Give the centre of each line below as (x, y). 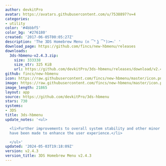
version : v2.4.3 (22, 151)
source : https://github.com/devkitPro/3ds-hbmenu (57, 97)
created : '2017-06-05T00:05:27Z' (40, 37)
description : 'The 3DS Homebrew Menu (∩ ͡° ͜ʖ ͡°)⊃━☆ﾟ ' (63, 42)
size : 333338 (27, 60)
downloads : (16, 51)
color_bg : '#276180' (26, 33)
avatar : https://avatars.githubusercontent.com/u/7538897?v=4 (70, 14)
